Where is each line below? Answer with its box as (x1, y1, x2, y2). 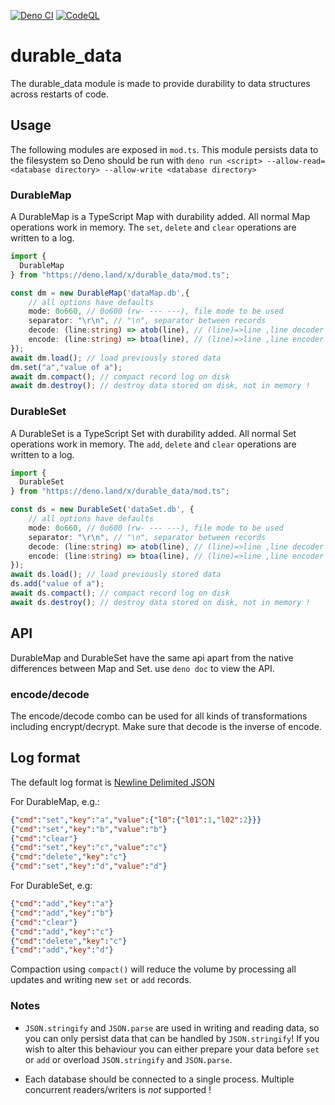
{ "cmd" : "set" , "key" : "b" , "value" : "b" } (10, 824, 168, 834)
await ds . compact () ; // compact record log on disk (10, 588, 230, 599)
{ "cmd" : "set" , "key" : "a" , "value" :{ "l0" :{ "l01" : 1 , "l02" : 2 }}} (10, 815, 262, 825)
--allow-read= (266, 156, 326, 166)
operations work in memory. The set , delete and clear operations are (10, 221, 297, 234)
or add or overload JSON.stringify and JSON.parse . (24, 1053, 233, 1065)
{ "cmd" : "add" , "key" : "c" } (10, 926, 114, 937)
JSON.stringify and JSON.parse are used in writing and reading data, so (24, 1021, 320, 1034)
